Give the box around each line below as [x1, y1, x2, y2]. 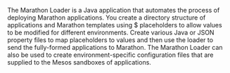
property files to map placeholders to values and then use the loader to [7, 36, 213, 44]
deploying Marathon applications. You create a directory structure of [7, 13, 206, 22]
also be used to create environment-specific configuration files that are [7, 51, 214, 59]
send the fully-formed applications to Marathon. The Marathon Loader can [7, 44, 223, 51]
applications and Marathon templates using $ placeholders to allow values [7, 21, 223, 29]
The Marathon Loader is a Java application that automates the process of [7, 6, 220, 14]
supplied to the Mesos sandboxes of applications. [7, 58, 151, 66]
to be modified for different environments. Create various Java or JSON [7, 28, 215, 36]
